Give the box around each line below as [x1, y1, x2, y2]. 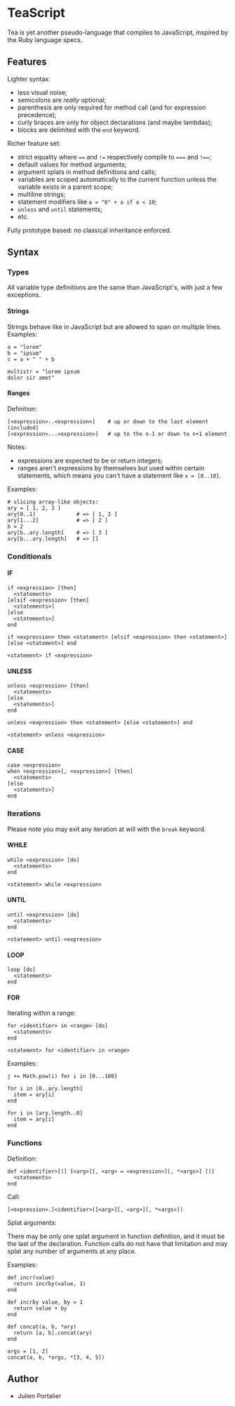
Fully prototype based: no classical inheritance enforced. [7, 226, 172, 234]
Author [7, 1373, 39, 1385]
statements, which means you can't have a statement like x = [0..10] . [17, 471, 222, 479]
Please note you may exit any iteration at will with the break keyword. [7, 825, 206, 833]
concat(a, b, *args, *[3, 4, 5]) [7, 1353, 105, 1361]
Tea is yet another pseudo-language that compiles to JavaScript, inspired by [7, 28, 229, 37]
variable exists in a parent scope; [17, 183, 114, 191]
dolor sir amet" [7, 374, 55, 381]
